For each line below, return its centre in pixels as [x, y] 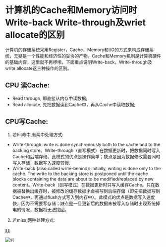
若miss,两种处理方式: [34, 220]
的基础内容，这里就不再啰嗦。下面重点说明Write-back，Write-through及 [79, 62]
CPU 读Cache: [28, 86]
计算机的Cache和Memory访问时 [71, 10]
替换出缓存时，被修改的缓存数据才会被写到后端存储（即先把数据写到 [90, 191]
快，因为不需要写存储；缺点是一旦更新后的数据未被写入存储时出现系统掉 [86, 203]
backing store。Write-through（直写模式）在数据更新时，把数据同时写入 [86, 150]
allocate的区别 [35, 35]
